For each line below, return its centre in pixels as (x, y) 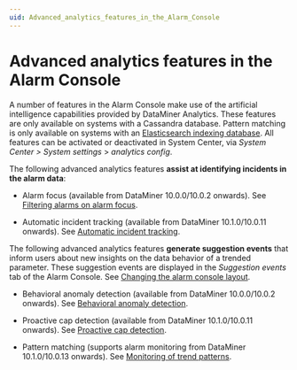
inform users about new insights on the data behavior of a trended (130, 258)
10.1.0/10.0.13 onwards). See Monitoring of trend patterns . (127, 356)
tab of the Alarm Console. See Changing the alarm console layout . (130, 276)
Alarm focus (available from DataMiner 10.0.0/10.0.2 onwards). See (144, 195)
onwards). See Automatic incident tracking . (101, 231)
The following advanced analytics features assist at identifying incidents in (148, 168)
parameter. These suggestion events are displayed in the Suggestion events (148, 267)
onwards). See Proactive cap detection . (94, 329)
